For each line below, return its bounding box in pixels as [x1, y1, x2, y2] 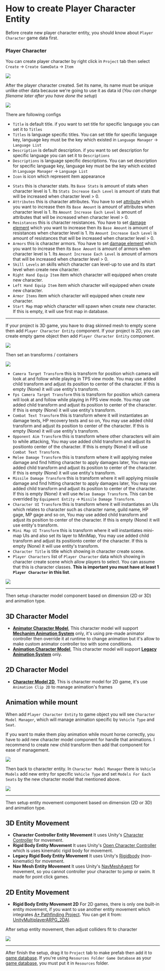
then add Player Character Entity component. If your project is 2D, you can [5, 328, 160, 334]
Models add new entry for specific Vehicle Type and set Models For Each [5, 771, 151, 777]
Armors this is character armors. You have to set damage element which [12, 241, 157, 247]
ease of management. [5, 747, 50, 753]
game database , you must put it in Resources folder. [5, 960, 109, 966]
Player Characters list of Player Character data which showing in [12, 554, 145, 560]
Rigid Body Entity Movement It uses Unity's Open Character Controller [12, 843, 157, 848]
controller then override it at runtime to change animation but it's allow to [12, 636, 160, 642]
